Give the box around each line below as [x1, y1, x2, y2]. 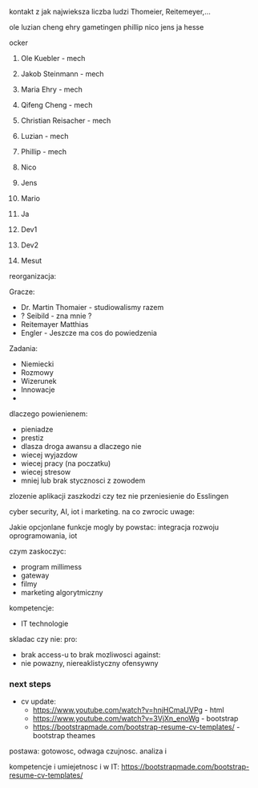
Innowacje [20, 385, 55, 394]
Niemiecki [20, 359, 54, 369]
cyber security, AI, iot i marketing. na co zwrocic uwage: [9, 507, 195, 516]
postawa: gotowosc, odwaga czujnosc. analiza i [9, 746, 167, 756]
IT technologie [20, 619, 69, 628]
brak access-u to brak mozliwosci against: [20, 650, 161, 659]
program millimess [20, 562, 83, 571]
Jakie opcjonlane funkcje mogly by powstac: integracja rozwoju [9, 522, 220, 532]
